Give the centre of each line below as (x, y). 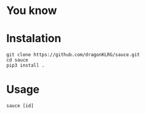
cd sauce (17, 60)
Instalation (34, 39)
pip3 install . (26, 66)
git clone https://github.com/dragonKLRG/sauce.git (73, 55)
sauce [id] (20, 106)
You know (32, 11)
